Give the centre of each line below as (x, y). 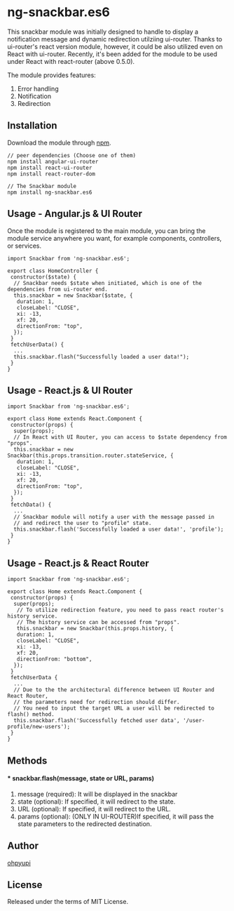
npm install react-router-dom (51, 174)
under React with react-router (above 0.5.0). (71, 61)
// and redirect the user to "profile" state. (83, 524)
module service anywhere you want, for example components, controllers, (115, 238)
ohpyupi (19, 863)
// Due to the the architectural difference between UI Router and (114, 690)
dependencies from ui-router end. (58, 289)
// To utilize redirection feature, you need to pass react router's (120, 610)
